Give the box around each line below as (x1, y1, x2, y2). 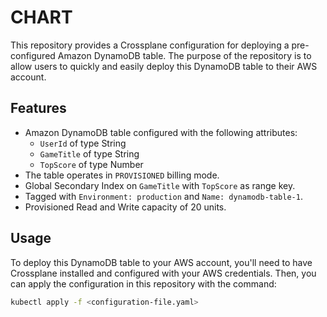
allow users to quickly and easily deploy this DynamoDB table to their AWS (10, 60, 318, 72)
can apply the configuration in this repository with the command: (10, 277, 277, 290)
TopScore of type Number (39, 158, 144, 170)
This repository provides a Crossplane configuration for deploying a (10, 39, 290, 51)
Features (10, 100, 67, 117)
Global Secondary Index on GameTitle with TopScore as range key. (24, 179, 296, 191)
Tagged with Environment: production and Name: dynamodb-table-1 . (24, 190, 303, 202)
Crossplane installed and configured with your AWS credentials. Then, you (10, 267, 317, 279)
